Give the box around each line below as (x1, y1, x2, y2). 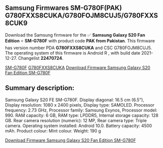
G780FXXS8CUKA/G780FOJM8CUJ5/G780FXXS (5, 12, 158, 20)
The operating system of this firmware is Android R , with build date (5, 50, 141, 55)
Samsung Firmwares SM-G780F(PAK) (5, 4, 122, 12)
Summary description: (5, 84, 74, 92)
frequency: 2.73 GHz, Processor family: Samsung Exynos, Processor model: (5, 107, 158, 113)
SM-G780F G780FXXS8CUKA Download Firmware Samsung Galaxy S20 (5, 64, 151, 70)
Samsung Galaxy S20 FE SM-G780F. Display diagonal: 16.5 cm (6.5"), (5, 97, 145, 103)
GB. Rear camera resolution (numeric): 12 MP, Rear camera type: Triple (5, 117, 147, 123)
